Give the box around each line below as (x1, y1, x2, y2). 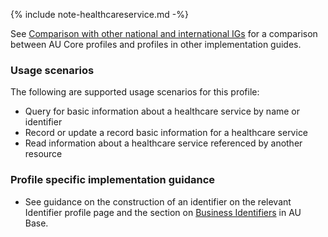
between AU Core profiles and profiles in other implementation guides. (10, 39, 302, 50)
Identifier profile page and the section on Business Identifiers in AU (24, 206, 302, 218)
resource (24, 148, 63, 160)
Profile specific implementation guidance (10, 173, 216, 187)
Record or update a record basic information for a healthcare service (24, 127, 309, 139)
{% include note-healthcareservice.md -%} (10, 9, 189, 20)
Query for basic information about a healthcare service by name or (24, 105, 301, 118)
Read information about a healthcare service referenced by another (24, 137, 303, 149)
